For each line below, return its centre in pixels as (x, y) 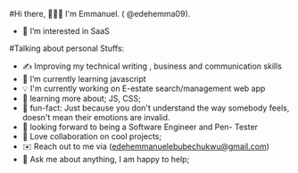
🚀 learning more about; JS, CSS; (81, 99)
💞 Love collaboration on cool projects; (92, 136)
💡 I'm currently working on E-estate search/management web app (144, 88)
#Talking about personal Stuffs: (67, 48)
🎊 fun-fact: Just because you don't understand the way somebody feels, (156, 108)
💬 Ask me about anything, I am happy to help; (106, 159)
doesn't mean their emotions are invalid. (96, 117)
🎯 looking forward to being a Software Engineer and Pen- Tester (140, 127)
